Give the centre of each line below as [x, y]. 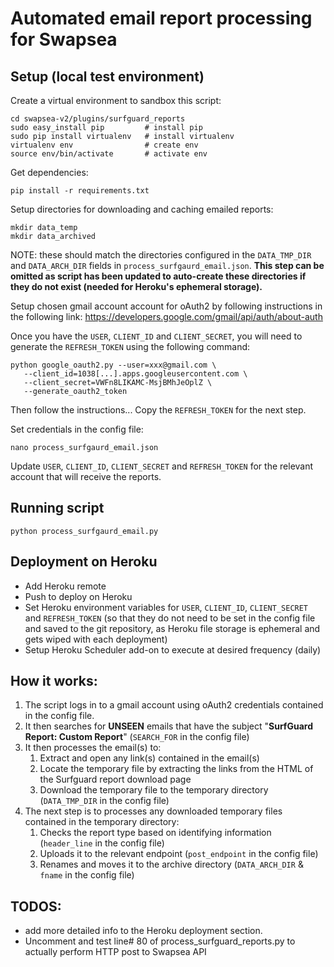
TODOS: [36, 906]
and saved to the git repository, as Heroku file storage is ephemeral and [172, 628]
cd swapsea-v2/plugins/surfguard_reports [98, 119]
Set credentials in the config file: [77, 429]
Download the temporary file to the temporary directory [154, 790]
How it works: [54, 681]
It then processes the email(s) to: [93, 748]
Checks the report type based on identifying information [155, 833]
